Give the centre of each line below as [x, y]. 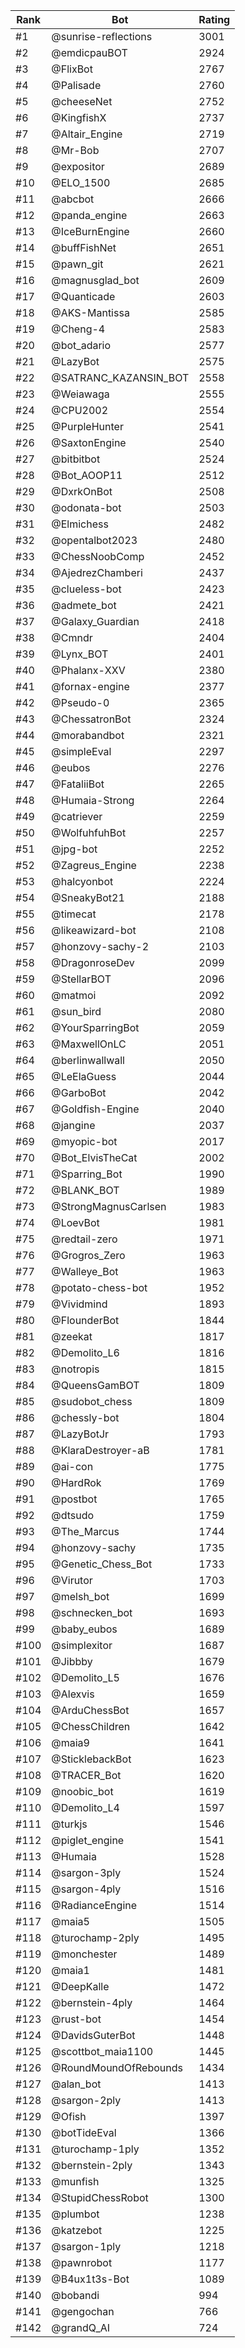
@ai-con [72, 1466]
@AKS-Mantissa [90, 312]
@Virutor [72, 1580]
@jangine [73, 1125]
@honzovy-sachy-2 [100, 946]
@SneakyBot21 [88, 897]
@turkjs [69, 1824]
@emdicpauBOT [89, 52]
